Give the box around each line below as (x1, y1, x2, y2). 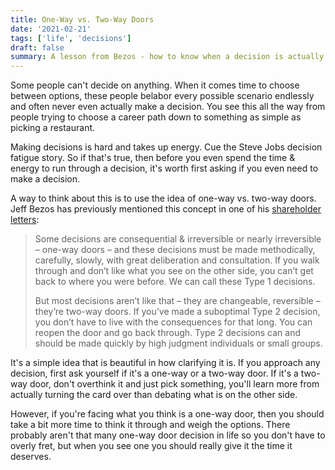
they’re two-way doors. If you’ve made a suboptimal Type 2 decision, (34, 306, 321, 318)
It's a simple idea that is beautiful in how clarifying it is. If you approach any (10, 357, 321, 369)
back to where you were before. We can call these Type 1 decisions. (34, 276, 316, 288)
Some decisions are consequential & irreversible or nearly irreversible (34, 233, 322, 245)
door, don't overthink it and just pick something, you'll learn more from (29, 378, 320, 390)
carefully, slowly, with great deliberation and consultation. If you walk (34, 254, 320, 266)
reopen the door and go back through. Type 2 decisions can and (34, 327, 302, 339)
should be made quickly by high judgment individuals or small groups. (34, 337, 323, 350)
